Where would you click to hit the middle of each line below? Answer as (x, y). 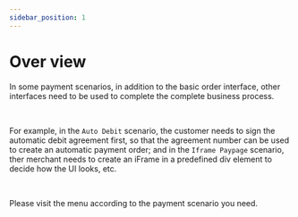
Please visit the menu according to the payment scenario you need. (133, 203)
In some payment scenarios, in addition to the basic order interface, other (145, 87)
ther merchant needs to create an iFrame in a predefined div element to (141, 159)
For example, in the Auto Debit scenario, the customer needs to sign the (142, 130)
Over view (48, 61)
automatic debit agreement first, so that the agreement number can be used (149, 140)
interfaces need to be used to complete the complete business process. (142, 96)
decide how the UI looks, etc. (63, 168)
